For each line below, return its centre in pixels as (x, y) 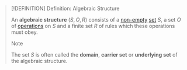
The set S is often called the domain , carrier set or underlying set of (94, 55)
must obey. (25, 32)
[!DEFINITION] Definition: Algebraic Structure (65, 8)
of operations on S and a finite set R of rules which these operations (93, 26)
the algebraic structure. (39, 61)
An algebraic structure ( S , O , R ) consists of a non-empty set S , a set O (96, 20)
